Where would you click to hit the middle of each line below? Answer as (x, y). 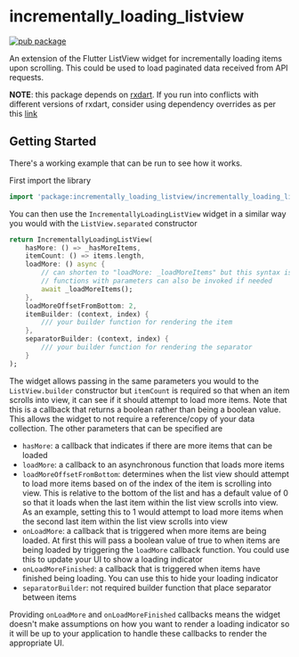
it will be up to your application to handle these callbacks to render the (138, 633)
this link (24, 113)
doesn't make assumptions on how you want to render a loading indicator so (149, 624)
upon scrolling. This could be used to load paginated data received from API (149, 68)
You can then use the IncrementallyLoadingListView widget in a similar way (148, 214)
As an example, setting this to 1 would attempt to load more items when (153, 512)
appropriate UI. (37, 643)
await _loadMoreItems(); (87, 289)
